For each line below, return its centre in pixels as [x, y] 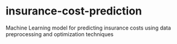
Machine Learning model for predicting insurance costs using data [88, 28]
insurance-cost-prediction [74, 11]
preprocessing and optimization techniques [60, 34]
